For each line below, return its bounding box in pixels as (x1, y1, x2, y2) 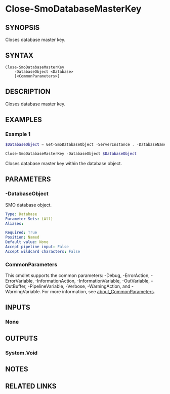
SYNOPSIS (5, 23, 40, 32)
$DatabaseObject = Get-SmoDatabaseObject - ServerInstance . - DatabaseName (5, 142, 166, 147)
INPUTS (5, 303, 30, 312)
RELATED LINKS (5, 382, 57, 390)
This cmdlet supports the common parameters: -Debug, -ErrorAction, (5, 272, 150, 279)
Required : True (5, 230, 37, 235)
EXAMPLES (5, 115, 42, 124)
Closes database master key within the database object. (5, 161, 122, 167)
